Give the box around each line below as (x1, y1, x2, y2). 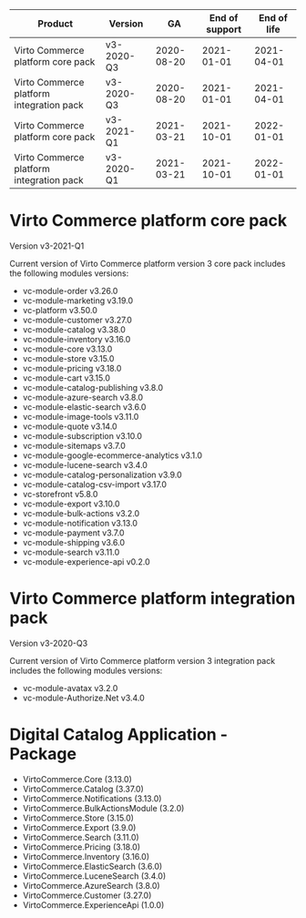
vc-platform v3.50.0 (22, 304, 98, 315)
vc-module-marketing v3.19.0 (22, 295, 134, 306)
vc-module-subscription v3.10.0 (22, 430, 143, 441)
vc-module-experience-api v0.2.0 (22, 556, 150, 567)
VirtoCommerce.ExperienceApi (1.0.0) (22, 899, 165, 910)
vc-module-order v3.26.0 (22, 285, 118, 296)
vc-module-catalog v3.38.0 (22, 323, 126, 335)
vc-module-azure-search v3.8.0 (22, 392, 144, 403)
